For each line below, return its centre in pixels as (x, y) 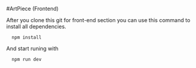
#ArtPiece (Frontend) (33, 9)
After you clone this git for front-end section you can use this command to (98, 20)
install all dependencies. (36, 27)
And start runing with (33, 48)
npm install (27, 38)
